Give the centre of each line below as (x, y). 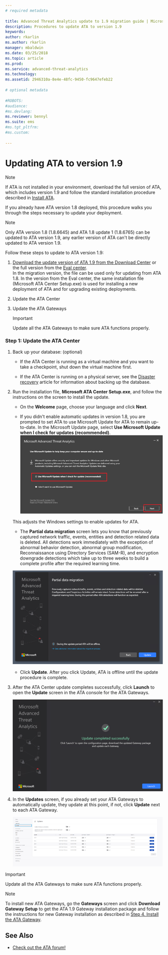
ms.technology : (21, 74)
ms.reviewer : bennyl (27, 117)
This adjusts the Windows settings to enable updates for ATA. (76, 522)
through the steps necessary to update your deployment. (64, 213)
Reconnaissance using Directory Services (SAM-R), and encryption (89, 553)
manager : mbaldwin (24, 48)
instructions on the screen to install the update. (61, 397)
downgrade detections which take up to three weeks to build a (84, 558)
